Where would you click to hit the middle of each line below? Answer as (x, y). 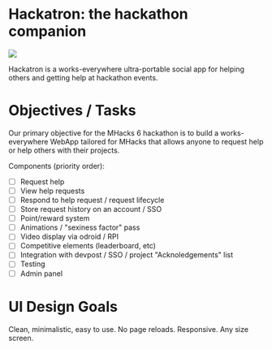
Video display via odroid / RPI (69, 237)
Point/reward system (55, 218)
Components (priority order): (57, 166)
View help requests (52, 191)
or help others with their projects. (64, 150)
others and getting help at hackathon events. (83, 77)
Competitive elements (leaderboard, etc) (88, 246)
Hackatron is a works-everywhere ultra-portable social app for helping (127, 69)
